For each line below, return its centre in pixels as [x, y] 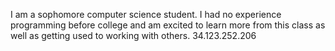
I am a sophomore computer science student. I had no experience [146, 14]
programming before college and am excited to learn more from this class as [168, 25]
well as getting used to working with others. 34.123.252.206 [133, 35]
